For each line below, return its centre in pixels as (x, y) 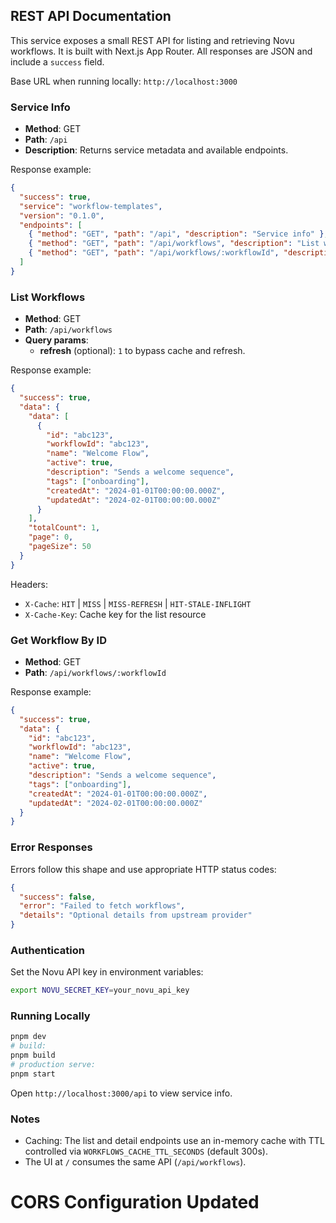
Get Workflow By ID (58, 640)
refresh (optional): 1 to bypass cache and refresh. (142, 351)
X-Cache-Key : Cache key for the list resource (115, 614)
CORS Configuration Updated (135, 1202)
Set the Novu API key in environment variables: (107, 972)
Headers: (29, 584)
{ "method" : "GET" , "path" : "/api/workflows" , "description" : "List (174, 244)
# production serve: (53, 1065)
